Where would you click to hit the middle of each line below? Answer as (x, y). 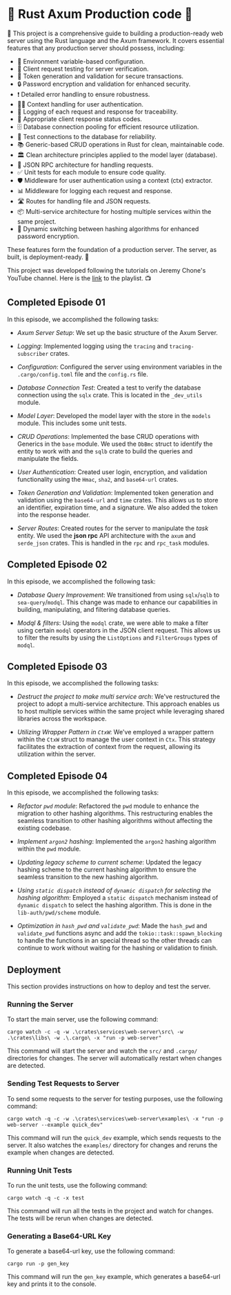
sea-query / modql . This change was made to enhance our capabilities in (117, 602)
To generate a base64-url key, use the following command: (91, 1251)
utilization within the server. (56, 754)
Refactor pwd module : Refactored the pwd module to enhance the (108, 806)
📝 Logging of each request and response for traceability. (97, 111)
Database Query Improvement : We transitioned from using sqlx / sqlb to (118, 595)
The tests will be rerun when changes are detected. (80, 1218)
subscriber (33, 354)
